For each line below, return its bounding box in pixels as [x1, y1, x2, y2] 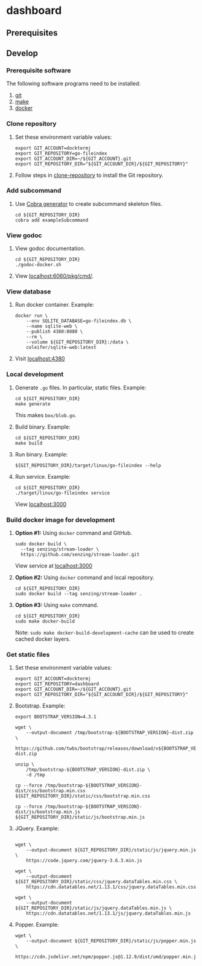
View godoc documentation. [14, 245, 86, 252]
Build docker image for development [6, 516, 115, 524]
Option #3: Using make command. [14, 601, 98, 609]
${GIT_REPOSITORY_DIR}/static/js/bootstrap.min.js [14, 814, 145, 820]
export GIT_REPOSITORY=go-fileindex [14, 150, 107, 156]
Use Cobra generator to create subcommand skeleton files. [14, 200, 163, 207]
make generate [14, 401, 51, 407]
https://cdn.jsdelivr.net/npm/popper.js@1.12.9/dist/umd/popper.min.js [14, 954, 199, 960]
